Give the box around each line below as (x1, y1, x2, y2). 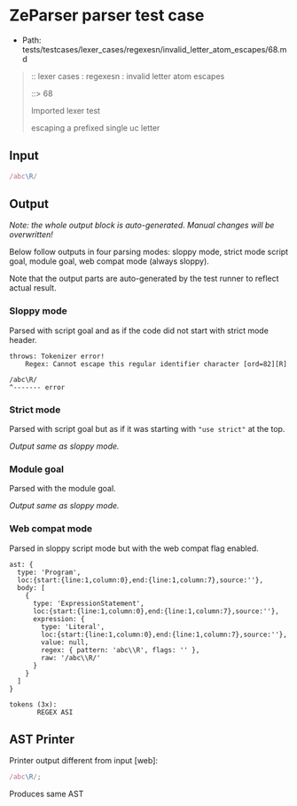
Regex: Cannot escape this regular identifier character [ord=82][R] (25, 359, 288, 369)
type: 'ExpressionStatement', (32, 599, 145, 608)
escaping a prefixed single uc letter (30, 122, 160, 133)
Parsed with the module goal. (9, 483, 117, 494)
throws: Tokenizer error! (9, 352, 105, 361)
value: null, (41, 637, 90, 647)
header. (9, 334, 37, 345)
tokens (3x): (9, 699, 58, 709)
